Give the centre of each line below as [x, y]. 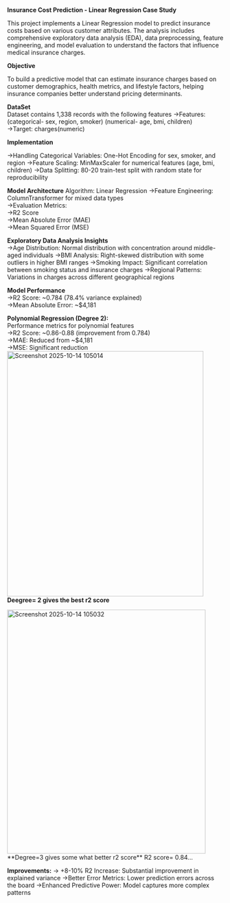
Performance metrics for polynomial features [71, 325]
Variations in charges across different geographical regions [91, 277]
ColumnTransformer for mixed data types [65, 198]
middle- [205, 248]
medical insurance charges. [46, 52]
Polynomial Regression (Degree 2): [58, 318]
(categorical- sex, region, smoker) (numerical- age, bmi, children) [100, 122]
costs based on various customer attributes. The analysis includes [101, 31]
